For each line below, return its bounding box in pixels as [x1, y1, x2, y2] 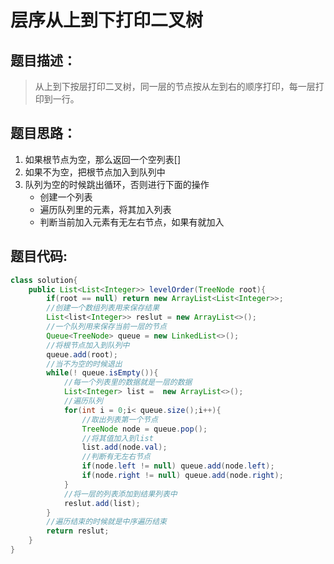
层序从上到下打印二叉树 [10, 9, 204, 32]
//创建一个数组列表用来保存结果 [46, 303, 160, 313]
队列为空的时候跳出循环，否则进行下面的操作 [24, 178, 210, 190]
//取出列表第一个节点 [81, 414, 158, 425]
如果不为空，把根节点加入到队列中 [24, 166, 166, 178]
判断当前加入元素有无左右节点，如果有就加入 [39, 216, 225, 228]
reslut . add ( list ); [63, 498, 141, 508]
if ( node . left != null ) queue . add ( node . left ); [81, 461, 275, 471]
